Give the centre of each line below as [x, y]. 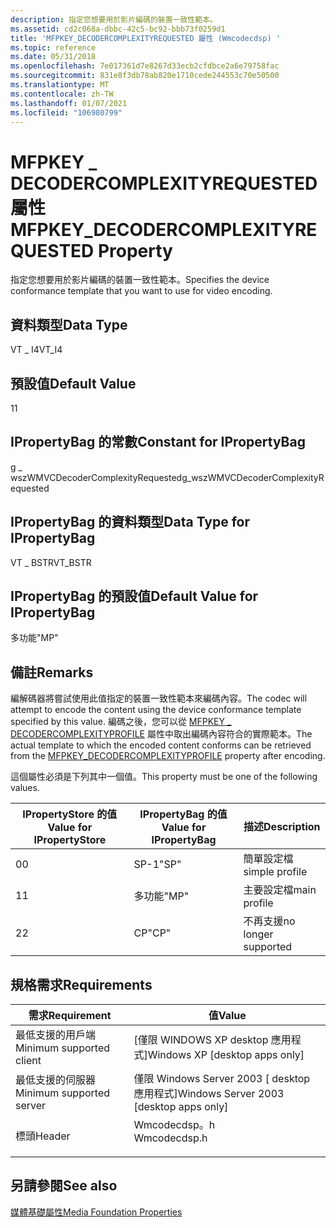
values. [25, 788]
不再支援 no [269, 921]
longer [258, 934]
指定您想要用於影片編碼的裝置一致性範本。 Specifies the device [140, 280]
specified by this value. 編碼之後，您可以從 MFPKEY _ [121, 722]
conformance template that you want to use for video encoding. [141, 291]
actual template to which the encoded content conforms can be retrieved [161, 745]
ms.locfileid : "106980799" [66, 112]
